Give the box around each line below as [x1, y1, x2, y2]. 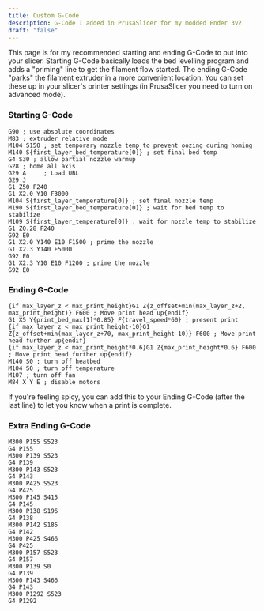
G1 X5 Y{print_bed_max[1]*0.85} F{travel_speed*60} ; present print [8, 315, 239, 324]
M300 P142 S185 [8, 521, 58, 530]
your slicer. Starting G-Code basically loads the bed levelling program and [8, 56, 249, 66]
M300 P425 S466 [8, 535, 58, 543]
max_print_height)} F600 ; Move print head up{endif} [8, 309, 190, 317]
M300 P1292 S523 [8, 590, 62, 598]
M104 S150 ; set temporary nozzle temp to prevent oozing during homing [8, 141, 253, 149]
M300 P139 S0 [8, 563, 51, 571]
